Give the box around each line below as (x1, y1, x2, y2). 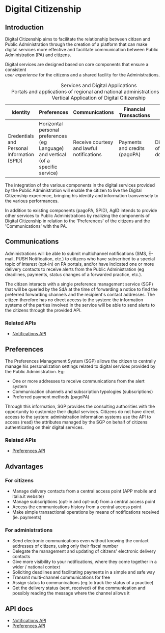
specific (39, 164, 57, 170)
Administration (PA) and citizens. (5, 52, 71, 58)
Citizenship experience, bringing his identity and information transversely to (5, 193, 159, 198)
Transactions (118, 112, 151, 119)
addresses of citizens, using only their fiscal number (12, 543, 118, 549)
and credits (118, 145, 145, 151)
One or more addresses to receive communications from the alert (12, 378, 145, 384)
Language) (39, 145, 64, 151)
